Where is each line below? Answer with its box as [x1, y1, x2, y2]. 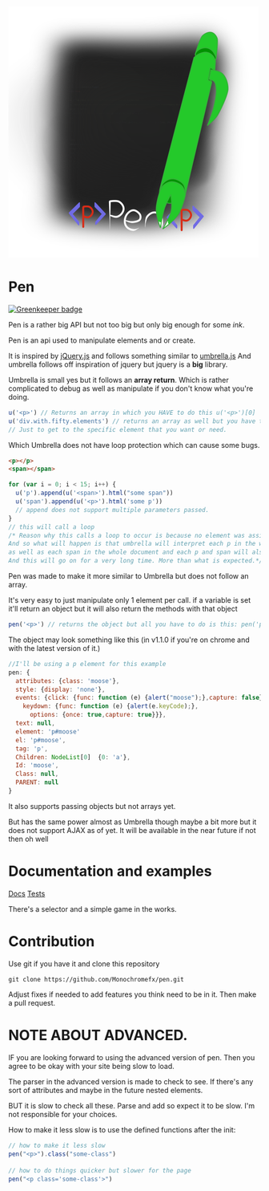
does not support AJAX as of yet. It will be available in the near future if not [8, 825, 256, 835]
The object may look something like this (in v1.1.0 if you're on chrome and [8, 635, 250, 644]
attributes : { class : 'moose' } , [15, 677, 120, 685]
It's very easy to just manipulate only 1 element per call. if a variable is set [8, 595, 251, 605]
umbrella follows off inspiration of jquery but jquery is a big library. [8, 360, 228, 369]
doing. [8, 392, 30, 401]
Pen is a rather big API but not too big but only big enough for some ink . [8, 319, 245, 329]
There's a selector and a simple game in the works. [8, 904, 178, 913]
